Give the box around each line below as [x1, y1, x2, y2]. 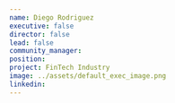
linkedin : [9, 80, 47, 89]
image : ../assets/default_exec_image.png [9, 72, 167, 81]
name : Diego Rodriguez [9, 13, 94, 22]
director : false [9, 30, 70, 39]
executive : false [9, 21, 74, 30]
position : [9, 55, 47, 64]
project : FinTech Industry [9, 64, 110, 73]
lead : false [9, 38, 54, 47]
